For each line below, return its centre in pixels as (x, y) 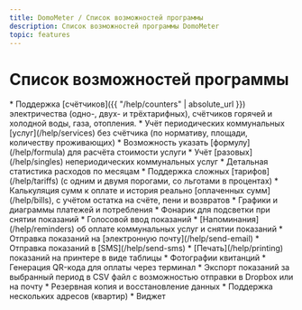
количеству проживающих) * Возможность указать (109, 143)
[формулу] (230, 143)
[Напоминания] (229, 220)
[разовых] (233, 152)
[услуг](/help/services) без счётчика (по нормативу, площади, (128, 133)
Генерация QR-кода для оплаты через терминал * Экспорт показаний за (150, 268)
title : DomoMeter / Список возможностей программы (106, 18)
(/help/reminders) (42, 229)
